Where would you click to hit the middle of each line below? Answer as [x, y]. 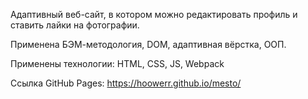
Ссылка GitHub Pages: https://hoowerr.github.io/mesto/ [126, 83]
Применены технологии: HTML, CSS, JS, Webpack [117, 63]
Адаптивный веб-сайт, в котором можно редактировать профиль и [154, 14]
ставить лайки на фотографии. [75, 25]
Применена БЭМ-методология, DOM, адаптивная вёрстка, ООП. [148, 44]
